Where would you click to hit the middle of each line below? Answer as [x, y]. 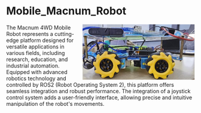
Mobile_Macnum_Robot [66, 11]
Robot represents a [30, 33]
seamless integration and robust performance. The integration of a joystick [98, 91]
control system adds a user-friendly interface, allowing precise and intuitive [99, 97]
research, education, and [37, 59]
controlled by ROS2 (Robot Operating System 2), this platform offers [90, 84]
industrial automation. [33, 65]
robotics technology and [36, 78]
